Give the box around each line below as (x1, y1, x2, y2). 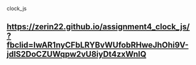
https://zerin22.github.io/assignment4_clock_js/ (6, 22, 190, 32)
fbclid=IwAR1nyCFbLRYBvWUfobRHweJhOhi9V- (6, 40, 189, 50)
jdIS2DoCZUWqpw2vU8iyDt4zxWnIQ (6, 49, 147, 59)
